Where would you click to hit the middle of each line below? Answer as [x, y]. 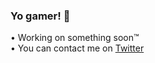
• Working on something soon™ [75, 38]
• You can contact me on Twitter [77, 48]
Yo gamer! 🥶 [40, 16]
